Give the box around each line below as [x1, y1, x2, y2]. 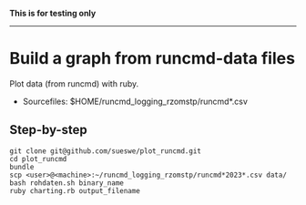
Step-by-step [9, 122, 88, 138]
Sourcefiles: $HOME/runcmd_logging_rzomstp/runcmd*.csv [22, 96, 248, 107]
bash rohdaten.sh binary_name [9, 178, 125, 188]
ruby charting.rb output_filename [9, 186, 141, 195]
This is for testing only [9, 8, 97, 18]
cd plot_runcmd [9, 154, 67, 163]
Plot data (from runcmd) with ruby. [9, 77, 139, 89]
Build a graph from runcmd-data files [9, 48, 296, 69]
